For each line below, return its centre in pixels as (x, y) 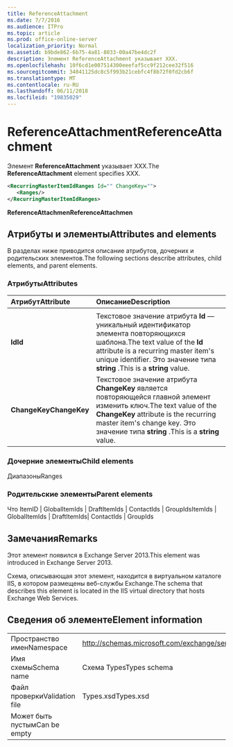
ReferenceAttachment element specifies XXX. (74, 173)
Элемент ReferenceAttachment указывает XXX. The (83, 166)
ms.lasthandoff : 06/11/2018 (48, 91)
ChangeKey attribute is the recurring (156, 414)
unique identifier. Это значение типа (156, 359)
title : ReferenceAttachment (48, 14)
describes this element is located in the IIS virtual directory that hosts (106, 591)
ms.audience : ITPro (35, 26)
